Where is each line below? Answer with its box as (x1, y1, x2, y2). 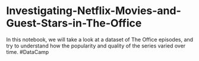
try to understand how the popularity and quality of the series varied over (6, 42, 186, 49)
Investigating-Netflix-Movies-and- (6, 4, 181, 18)
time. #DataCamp (6, 48, 49, 55)
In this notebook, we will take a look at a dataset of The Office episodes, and (6, 36, 194, 43)
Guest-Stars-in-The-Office (6, 16, 142, 30)
